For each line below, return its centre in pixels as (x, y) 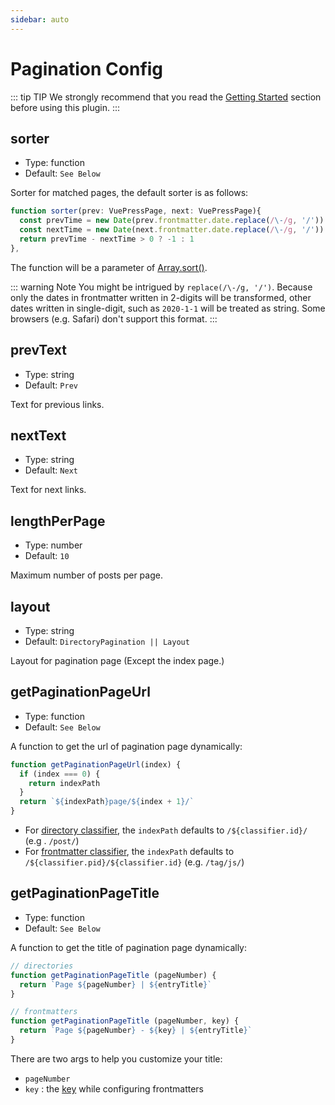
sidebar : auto (40, 19)
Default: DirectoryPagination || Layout (107, 641)
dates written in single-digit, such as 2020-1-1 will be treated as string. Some (168, 308)
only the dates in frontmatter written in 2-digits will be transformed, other (161, 297)
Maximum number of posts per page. (86, 575)
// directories (42, 966)
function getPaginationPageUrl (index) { (96, 764)
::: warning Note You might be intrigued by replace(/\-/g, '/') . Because (161, 287)
